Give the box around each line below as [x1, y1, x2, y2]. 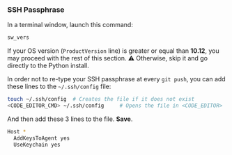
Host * [7, 128, 26, 135]
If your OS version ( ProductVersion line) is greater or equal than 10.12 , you [7, 47, 219, 55]
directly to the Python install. [7, 61, 89, 70]
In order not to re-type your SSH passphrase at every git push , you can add [7, 75, 226, 83]
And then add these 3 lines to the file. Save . [7, 115, 133, 123]
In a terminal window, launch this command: [7, 21, 134, 29]
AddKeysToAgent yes [13, 134, 70, 142]
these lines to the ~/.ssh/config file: [7, 82, 111, 91]
